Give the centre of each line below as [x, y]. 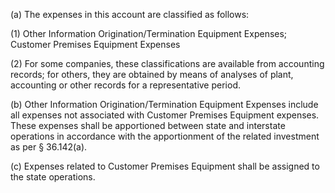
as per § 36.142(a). [49, 147]
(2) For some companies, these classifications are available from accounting [167, 63]
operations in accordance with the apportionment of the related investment [165, 136]
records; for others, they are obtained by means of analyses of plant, [152, 74]
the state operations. [53, 177]
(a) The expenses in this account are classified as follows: [130, 14]
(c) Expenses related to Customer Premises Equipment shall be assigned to [165, 166]
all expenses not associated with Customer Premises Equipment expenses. [165, 115]
